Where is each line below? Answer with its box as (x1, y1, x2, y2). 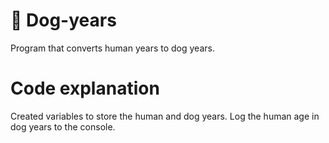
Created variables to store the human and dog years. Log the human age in (10, 110, 320, 122)
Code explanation (10, 77, 160, 100)
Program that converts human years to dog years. (10, 42, 215, 54)
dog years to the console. (10, 120, 116, 133)
